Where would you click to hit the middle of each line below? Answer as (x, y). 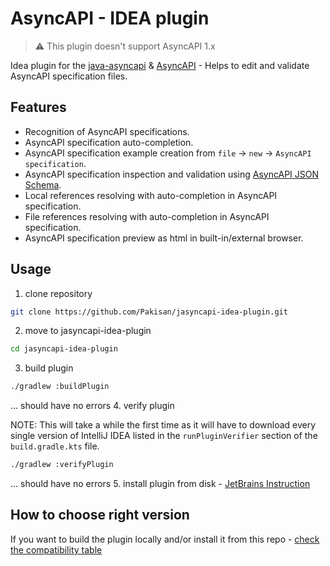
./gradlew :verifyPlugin (62, 465)
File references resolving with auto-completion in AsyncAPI (147, 216)
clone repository (58, 293)
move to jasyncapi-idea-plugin (88, 331)
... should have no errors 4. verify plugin (92, 406)
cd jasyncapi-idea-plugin (64, 349)
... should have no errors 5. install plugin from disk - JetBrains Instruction (160, 484)
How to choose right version (100, 515)
